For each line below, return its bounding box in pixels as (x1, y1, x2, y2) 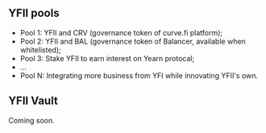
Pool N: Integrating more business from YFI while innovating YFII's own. (19, 70, 259, 80)
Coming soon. (8, 115, 55, 125)
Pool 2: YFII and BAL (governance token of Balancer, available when (19, 36, 246, 46)
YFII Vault (8, 94, 58, 108)
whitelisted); (19, 44, 62, 55)
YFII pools (8, 6, 60, 20)
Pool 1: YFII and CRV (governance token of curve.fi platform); (19, 27, 223, 37)
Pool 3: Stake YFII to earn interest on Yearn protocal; (19, 53, 195, 63)
